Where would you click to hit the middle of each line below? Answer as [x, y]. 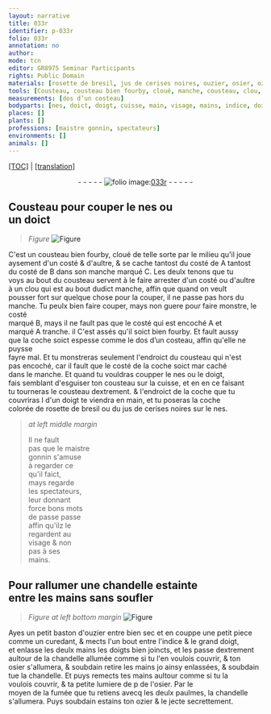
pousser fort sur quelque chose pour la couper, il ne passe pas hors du [126, 297]
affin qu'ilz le [50, 525]
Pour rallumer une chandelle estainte [103, 585]
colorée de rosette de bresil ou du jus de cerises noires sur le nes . [118, 409]
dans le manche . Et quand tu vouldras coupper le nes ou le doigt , [117, 375]
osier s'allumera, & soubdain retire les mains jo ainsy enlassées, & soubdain [134, 667]
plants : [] [27, 121]
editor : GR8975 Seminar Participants [72, 68]
